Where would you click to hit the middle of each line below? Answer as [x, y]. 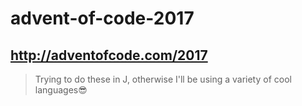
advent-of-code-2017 [102, 18]
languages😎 [61, 90]
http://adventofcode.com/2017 [109, 55]
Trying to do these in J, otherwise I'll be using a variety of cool [163, 79]
